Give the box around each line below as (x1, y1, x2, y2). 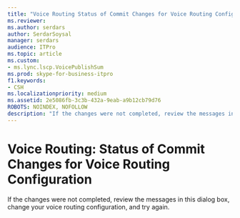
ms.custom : (7, 57, 40, 64)
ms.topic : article (7, 51, 62, 58)
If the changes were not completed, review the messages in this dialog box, (7, 194, 230, 204)
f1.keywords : (7, 76, 46, 84)
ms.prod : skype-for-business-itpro (7, 70, 114, 77)
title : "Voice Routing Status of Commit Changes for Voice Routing (7, 10, 213, 18)
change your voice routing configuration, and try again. (7, 202, 170, 211)
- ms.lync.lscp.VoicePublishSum (7, 64, 104, 71)
